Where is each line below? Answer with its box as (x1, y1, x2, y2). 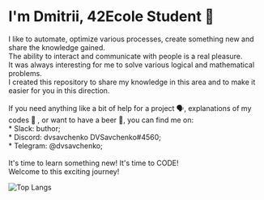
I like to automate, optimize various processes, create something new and (8, 34, 254, 44)
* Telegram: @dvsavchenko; (8, 141, 103, 151)
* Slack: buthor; (8, 123, 61, 133)
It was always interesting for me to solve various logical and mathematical (8, 60, 255, 70)
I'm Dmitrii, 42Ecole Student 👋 (8, 7, 215, 26)
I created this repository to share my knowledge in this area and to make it (8, 77, 256, 87)
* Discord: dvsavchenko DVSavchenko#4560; (8, 132, 162, 142)
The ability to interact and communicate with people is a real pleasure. (8, 51, 243, 61)
